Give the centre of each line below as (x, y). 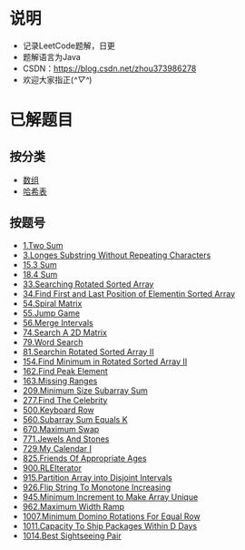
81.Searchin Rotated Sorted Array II (88, 351)
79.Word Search (53, 341)
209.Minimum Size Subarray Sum (85, 390)
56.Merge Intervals (58, 322)
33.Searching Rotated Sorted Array (88, 284)
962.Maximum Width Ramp (73, 506)
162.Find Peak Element (65, 371)
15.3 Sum (39, 264)
